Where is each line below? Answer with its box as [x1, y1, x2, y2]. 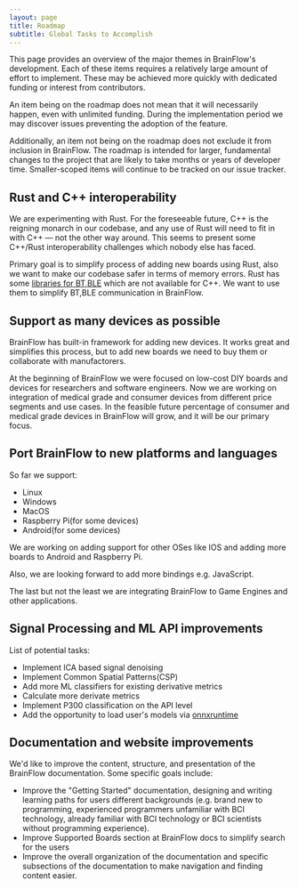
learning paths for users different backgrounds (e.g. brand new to [21, 795, 263, 805]
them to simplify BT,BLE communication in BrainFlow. [9, 287, 205, 298]
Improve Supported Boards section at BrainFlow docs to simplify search [21, 833, 286, 844]
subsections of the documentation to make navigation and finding [21, 860, 263, 872]
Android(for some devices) [21, 524, 121, 535]
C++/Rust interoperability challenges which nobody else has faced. [9, 242, 256, 253]
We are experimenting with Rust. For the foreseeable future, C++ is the [9, 214, 269, 224]
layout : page [9, 12, 58, 22]
